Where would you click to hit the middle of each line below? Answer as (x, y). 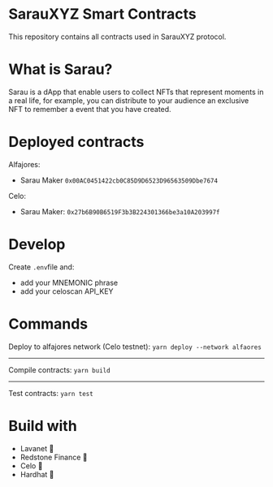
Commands (48, 323)
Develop (37, 244)
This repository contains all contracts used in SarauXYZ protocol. (117, 37)
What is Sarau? (61, 69)
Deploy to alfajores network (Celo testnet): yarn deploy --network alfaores (135, 347)
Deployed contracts (76, 142)
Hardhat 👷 (37, 474)
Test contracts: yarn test (51, 393)
